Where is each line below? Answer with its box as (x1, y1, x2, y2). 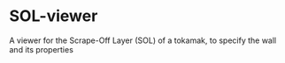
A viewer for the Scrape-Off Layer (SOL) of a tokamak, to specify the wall (9, 35, 277, 45)
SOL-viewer (9, 6, 98, 26)
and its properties (9, 44, 73, 54)
